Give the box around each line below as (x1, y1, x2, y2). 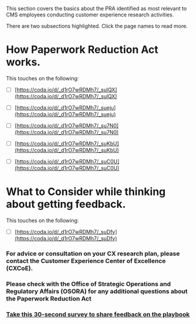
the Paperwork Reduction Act (6, 295, 92, 303)
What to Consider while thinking (6, 185, 166, 199)
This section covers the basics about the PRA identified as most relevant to (6, 5, 187, 12)
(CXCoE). (6, 264, 33, 272)
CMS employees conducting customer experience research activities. (6, 11, 174, 18)
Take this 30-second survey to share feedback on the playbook (6, 311, 190, 319)
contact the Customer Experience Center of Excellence (6, 257, 166, 265)
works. (6, 56, 41, 69)
